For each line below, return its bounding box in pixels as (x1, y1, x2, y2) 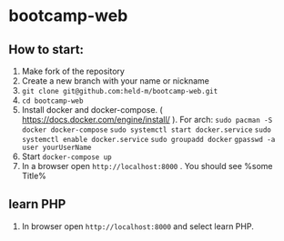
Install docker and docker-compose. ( (21, 105, 163, 115)
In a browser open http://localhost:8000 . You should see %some (21, 161, 274, 171)
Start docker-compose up (21, 151, 112, 162)
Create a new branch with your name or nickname (21, 75, 210, 86)
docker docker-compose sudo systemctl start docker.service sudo (21, 126, 272, 135)
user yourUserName (21, 143, 92, 152)
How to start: (8, 42, 84, 57)
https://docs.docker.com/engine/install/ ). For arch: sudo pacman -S (21, 115, 273, 125)
